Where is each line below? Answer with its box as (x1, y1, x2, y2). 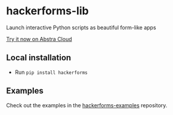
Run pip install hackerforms (14, 69, 88, 76)
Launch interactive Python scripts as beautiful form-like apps (6, 24, 156, 31)
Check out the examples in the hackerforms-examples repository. (6, 101, 168, 108)
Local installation (6, 52, 72, 63)
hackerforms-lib (6, 4, 89, 18)
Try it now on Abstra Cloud (6, 35, 72, 42)
